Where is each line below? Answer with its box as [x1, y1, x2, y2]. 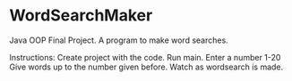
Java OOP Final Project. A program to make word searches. [9, 35, 228, 45]
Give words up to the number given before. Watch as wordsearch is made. [9, 61, 284, 72]
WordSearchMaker [9, 5, 153, 26]
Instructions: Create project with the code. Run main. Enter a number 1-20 [9, 52, 281, 62]
